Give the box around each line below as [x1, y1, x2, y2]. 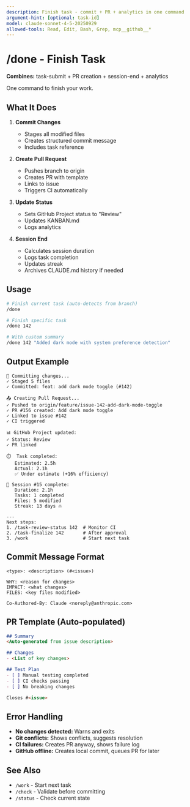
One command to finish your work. [6, 84, 93, 92]
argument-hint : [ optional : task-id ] [6, 15, 100, 21]
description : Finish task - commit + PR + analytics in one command [6, 9, 185, 15]
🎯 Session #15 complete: [6, 481, 70, 487]
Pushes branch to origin [24, 167, 85, 175]
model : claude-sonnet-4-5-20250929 [6, 20, 97, 26]
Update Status [15, 198, 53, 206]
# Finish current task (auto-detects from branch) [6, 301, 138, 307]
